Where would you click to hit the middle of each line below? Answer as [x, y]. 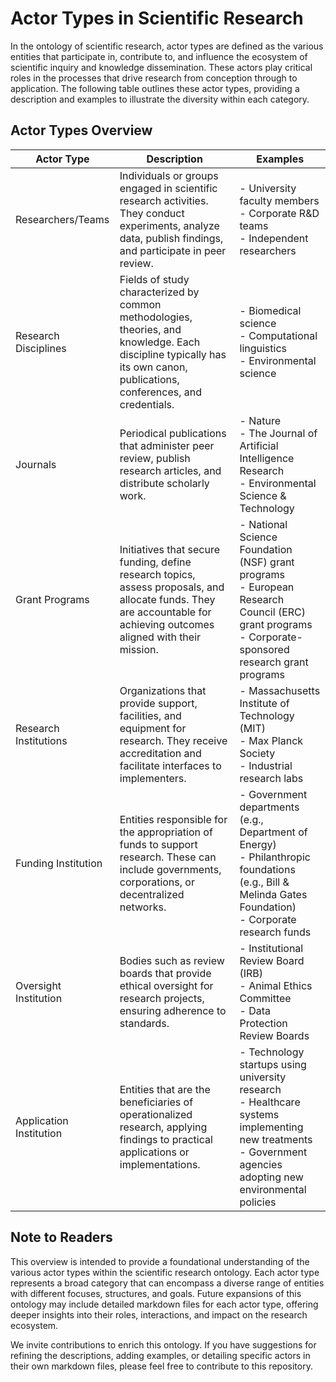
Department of [273, 832]
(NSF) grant [267, 562]
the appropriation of [166, 832]
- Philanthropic [275, 857]
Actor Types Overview [81, 130]
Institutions [41, 740]
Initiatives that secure [169, 549]
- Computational [278, 335]
